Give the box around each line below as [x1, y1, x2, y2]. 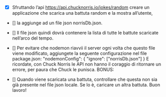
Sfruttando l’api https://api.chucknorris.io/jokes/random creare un [12, 5, 150, 10]
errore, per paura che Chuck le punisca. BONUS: [12, 67, 114, 73]
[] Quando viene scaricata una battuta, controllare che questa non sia [12, 76, 158, 83]
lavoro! [12, 87, 27, 93]
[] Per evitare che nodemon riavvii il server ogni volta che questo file [12, 45, 155, 51]
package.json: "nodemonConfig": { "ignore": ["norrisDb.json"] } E [12, 56, 149, 62]
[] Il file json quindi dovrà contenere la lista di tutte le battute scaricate [12, 30, 158, 36]
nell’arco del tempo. [12, 35, 54, 41]
